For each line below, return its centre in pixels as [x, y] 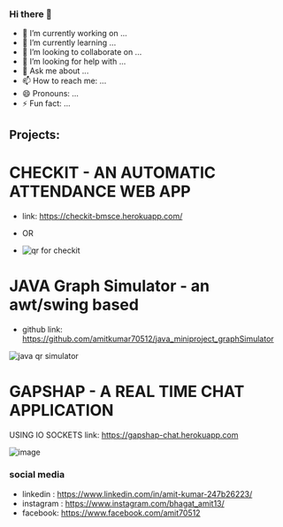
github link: [42, 329]
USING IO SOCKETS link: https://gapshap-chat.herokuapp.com [124, 435]
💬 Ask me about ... [55, 71]
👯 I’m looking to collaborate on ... [82, 52]
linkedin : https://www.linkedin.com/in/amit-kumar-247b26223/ [137, 493]
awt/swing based [74, 305]
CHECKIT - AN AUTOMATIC [113, 172]
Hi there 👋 [31, 14]
